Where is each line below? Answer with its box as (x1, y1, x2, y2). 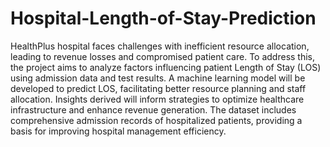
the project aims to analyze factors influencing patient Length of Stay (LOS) (10, 61, 322, 73)
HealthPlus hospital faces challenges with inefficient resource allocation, (10, 40, 310, 52)
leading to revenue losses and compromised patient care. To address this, (10, 50, 316, 62)
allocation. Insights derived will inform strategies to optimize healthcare (10, 93, 305, 105)
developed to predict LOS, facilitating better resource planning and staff (10, 82, 307, 94)
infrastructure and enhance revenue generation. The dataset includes (10, 103, 297, 116)
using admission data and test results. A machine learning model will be (10, 72, 306, 84)
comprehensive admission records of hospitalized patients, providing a (10, 114, 303, 126)
